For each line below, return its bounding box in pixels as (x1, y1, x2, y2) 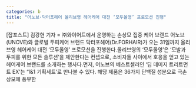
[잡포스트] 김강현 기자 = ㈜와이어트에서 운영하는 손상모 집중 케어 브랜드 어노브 (6, 31, 185, 38)
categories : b (6, 8, 41, 15)
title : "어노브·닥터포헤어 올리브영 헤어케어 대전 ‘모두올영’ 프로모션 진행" (6, 14, 167, 20)
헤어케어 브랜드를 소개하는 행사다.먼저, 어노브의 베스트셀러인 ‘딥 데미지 (6, 60, 168, 68)
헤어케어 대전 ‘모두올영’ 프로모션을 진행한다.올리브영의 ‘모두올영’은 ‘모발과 (16, 45, 186, 53)
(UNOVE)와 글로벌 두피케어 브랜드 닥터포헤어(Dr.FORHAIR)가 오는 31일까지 (6, 38, 180, 45)
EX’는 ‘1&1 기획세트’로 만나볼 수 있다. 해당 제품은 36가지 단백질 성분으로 (12, 68, 177, 75)
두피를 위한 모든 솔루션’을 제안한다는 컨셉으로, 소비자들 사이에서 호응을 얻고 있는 (6, 53, 190, 60)
